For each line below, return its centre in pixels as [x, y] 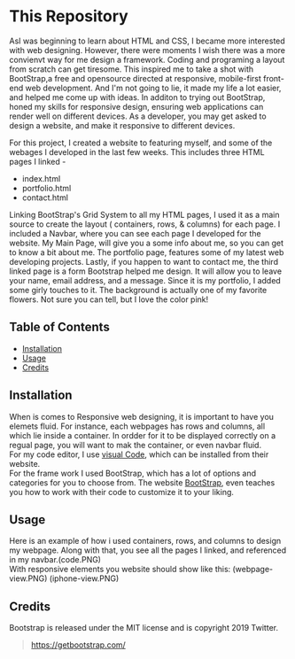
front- [274, 78]
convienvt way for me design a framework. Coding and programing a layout [147, 59]
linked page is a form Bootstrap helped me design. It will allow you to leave [145, 271]
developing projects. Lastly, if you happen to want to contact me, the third [144, 261]
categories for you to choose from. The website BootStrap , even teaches [142, 482]
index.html [41, 178]
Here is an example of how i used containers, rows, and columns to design [145, 541]
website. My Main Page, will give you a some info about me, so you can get [147, 243]
